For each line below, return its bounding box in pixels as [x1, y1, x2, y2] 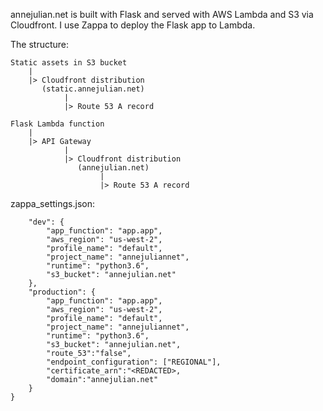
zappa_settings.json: [10, 198, 95, 209]
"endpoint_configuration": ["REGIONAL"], [46, 357, 222, 367]
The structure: [10, 39, 70, 50]
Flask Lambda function [10, 119, 105, 129]
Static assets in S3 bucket [10, 58, 128, 68]
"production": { [28, 287, 97, 297]
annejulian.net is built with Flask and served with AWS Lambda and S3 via [10, 9, 314, 20]
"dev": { [28, 217, 65, 227]
